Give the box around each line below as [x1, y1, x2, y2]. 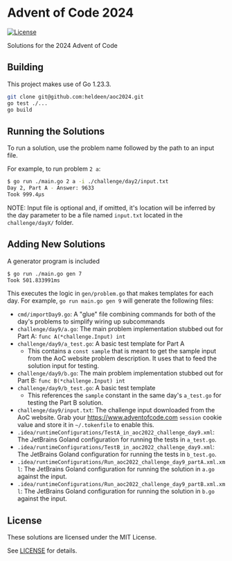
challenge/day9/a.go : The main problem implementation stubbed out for [17, 325, 224, 333]
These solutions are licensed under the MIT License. [7, 533, 157, 542]
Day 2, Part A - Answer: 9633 [7, 185, 95, 192]
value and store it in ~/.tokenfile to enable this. [17, 421, 154, 429]
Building [7, 61, 44, 74]
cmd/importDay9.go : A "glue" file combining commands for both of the [17, 310, 216, 319]
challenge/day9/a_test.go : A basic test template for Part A [17, 340, 185, 348]
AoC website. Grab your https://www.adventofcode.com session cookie [17, 413, 222, 421]
